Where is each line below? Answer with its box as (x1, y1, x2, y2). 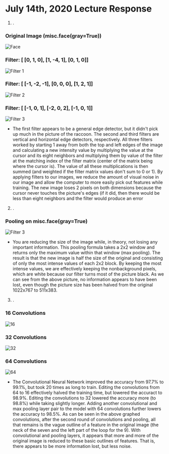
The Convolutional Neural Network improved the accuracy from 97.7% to (12, 379, 164, 385)
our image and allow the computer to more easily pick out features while (12, 180, 163, 186)
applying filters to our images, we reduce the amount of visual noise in (12, 174, 159, 180)
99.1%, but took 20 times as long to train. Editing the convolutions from (12, 384, 160, 390)
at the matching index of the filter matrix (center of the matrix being (12, 158, 153, 164)
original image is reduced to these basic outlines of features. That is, (12, 438, 155, 444)
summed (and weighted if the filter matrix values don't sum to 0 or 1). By (12, 168, 163, 175)
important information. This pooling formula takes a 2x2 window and (12, 244, 155, 250)
